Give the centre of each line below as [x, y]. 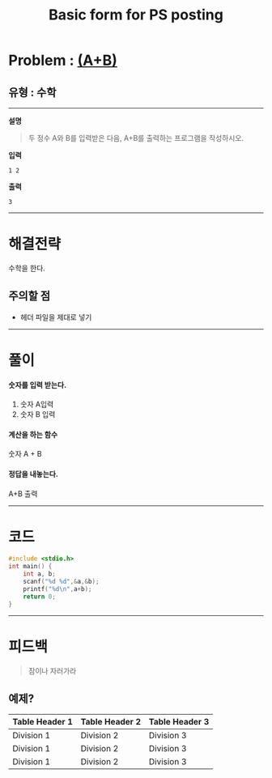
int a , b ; [40, 574]
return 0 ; [40, 597]
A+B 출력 [23, 493]
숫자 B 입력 [38, 415]
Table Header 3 [179, 722]
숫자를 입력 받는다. [38, 385]
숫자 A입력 [37, 404]
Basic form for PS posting [136, 15]
